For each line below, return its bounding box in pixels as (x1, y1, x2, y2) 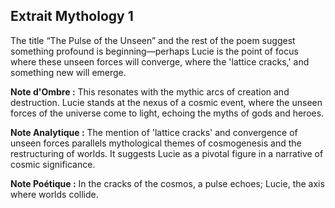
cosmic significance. (10, 158, 96, 170)
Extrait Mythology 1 (10, 8, 134, 25)
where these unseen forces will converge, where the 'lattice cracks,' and (10, 55, 310, 68)
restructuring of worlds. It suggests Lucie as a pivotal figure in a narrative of (10, 147, 324, 159)
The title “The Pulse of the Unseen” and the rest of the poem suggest (10, 34, 296, 46)
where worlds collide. (10, 188, 99, 200)
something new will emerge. (10, 66, 127, 78)
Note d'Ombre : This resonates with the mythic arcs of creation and (10, 85, 290, 98)
